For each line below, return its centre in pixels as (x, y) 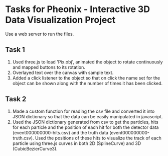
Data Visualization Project (60, 20)
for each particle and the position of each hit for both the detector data (86, 127)
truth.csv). (23, 138)
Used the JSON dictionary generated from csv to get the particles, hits (86, 122)
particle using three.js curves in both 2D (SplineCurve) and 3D (77, 143)
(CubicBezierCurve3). (35, 148)
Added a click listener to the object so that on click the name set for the (86, 78)
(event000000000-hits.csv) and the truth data (60, 132)
